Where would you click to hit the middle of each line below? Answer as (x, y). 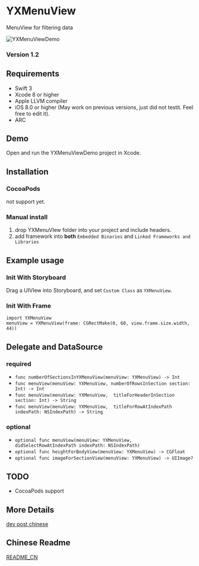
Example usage (35, 260)
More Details (30, 510)
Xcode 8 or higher (37, 94)
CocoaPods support (39, 491)
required (19, 364)
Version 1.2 (23, 54)
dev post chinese (27, 524)
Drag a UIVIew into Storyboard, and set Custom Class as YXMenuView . (89, 290)
